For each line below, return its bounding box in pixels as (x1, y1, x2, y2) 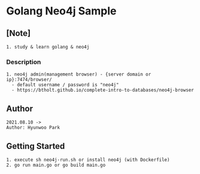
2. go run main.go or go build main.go (6, 162, 106, 168)
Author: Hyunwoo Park (6, 125, 60, 131)
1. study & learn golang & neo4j (6, 44, 90, 50)
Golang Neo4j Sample (6, 4, 117, 18)
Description (6, 58, 41, 66)
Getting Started (6, 141, 65, 151)
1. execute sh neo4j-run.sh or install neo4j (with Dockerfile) (6, 157, 170, 163)
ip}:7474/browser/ (6, 77, 52, 83)
